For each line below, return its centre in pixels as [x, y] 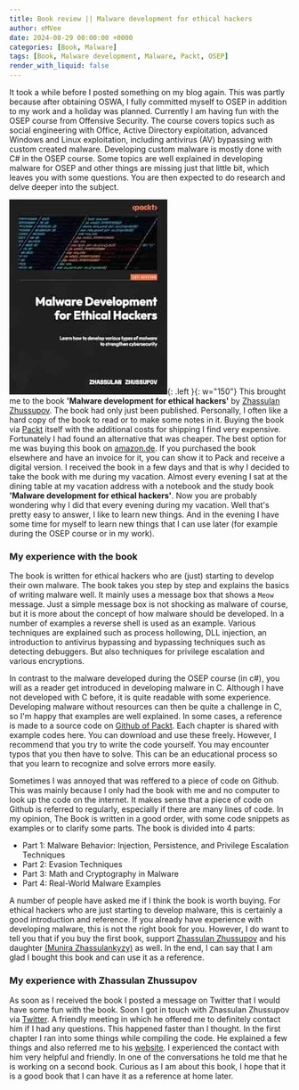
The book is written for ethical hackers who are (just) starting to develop [141, 576]
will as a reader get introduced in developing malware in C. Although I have [147, 688]
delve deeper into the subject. [64, 187]
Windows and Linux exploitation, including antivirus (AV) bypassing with [141, 139]
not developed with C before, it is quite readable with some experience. [140, 697]
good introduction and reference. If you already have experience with [137, 920]
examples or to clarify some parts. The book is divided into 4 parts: [132, 828]
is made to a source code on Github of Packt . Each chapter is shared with [144, 725]
